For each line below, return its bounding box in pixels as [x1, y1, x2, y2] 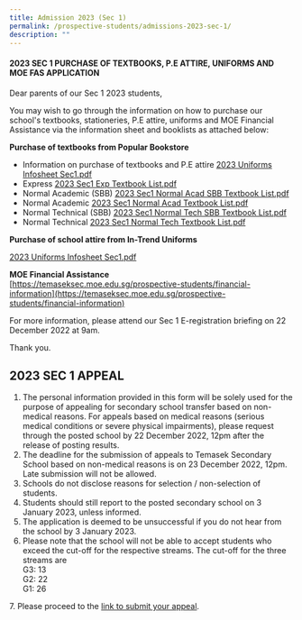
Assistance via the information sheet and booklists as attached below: [9, 123, 270, 135]
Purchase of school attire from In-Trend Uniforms [9, 233, 198, 244]
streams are [22, 555, 68, 566]
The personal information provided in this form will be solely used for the [22, 392, 293, 403]
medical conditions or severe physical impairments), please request [22, 421, 275, 432]
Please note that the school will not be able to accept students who [22, 535, 272, 546]
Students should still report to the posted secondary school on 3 [22, 497, 262, 508]
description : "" [9, 30, 70, 39]
